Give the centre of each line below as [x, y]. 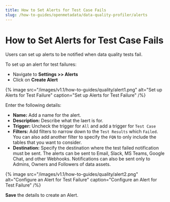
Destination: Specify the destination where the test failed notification [86, 148]
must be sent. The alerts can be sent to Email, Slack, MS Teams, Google [89, 153]
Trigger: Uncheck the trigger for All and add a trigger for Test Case [84, 126]
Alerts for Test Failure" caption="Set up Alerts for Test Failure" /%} [76, 95]
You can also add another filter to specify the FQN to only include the [84, 137]
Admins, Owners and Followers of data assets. [62, 164]
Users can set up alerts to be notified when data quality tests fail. [74, 54]
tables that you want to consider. [47, 142]
